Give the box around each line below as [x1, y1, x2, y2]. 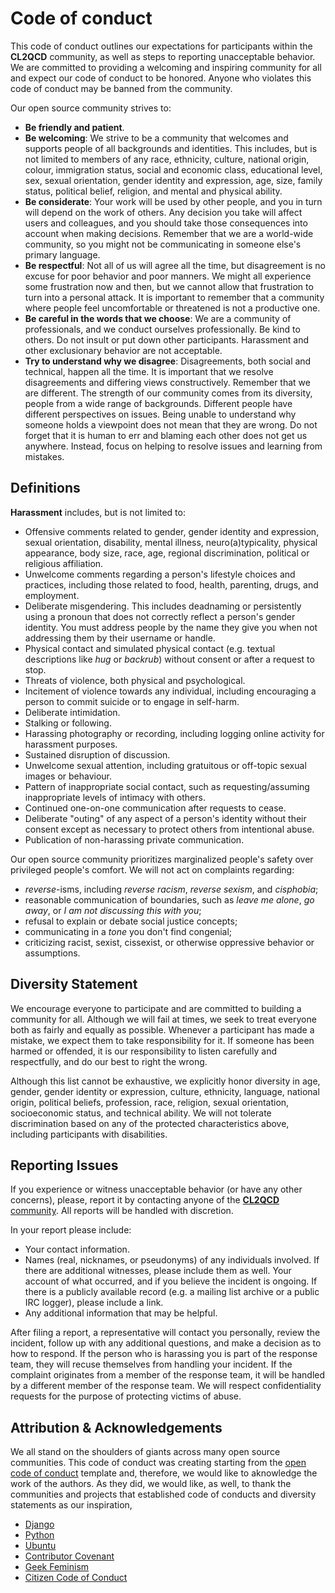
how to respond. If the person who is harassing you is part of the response [10, 1348, 318, 1360]
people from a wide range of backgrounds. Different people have [24, 397, 293, 409]
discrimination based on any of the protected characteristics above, [10, 1117, 290, 1129]
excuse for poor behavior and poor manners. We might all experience [24, 270, 312, 282]
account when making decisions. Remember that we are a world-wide [24, 227, 314, 239]
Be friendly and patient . [24, 121, 125, 133]
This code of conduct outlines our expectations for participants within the [10, 40, 313, 52]
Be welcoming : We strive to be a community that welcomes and [24, 132, 289, 144]
